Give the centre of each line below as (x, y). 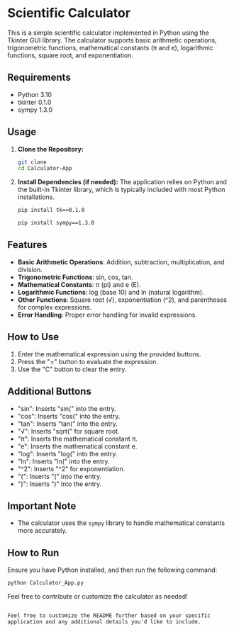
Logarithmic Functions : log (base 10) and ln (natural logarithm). (111, 292)
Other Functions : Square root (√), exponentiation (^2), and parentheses (122, 300)
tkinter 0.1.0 (34, 102)
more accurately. (42, 531)
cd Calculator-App (45, 169)
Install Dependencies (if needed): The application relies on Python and (122, 182)
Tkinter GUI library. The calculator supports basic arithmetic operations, (112, 40)
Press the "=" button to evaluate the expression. (88, 361)
